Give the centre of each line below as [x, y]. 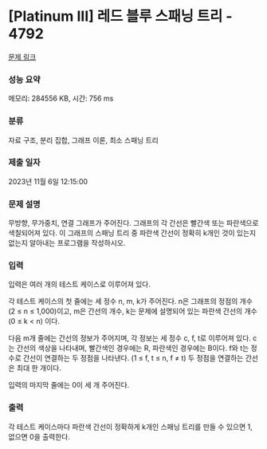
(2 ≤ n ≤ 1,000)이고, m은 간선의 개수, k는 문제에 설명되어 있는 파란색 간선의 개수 [133, 311]
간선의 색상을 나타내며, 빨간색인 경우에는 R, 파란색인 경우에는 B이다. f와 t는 [133, 349]
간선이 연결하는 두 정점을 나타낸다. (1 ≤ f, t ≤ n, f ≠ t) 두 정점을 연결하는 [133, 358]
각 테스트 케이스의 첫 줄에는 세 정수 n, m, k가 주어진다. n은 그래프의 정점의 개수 [131, 301]
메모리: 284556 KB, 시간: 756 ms [61, 98]
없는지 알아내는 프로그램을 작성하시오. [67, 243]
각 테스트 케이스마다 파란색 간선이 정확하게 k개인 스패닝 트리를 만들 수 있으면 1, [130, 427]
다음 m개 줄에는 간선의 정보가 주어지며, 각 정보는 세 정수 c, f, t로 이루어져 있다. [130, 338]
